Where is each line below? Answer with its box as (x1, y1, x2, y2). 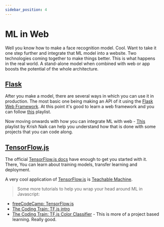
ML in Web (5, 28, 49, 39)
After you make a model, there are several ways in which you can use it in (5, 93, 154, 99)
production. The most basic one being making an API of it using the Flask (5, 98, 153, 104)
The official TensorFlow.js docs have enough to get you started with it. (5, 156, 147, 162)
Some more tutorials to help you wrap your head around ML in (17, 186, 143, 192)
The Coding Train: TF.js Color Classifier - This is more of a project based (12, 211, 160, 217)
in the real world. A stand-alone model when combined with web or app (5, 60, 150, 67)
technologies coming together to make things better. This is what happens (5, 55, 156, 61)
